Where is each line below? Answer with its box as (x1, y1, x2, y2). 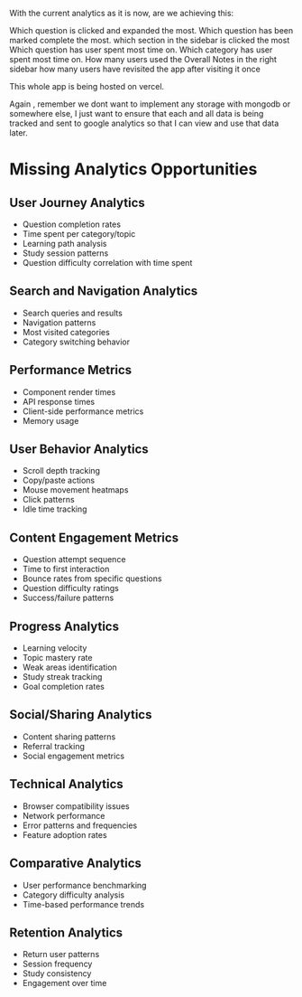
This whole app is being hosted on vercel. (9, 81, 165, 91)
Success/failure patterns (22, 592, 114, 604)
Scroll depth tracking (22, 466, 101, 476)
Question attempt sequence (22, 554, 126, 565)
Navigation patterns (22, 316, 96, 328)
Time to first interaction (22, 564, 110, 575)
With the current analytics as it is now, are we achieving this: (9, 8, 234, 18)
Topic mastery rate (22, 653, 93, 663)
